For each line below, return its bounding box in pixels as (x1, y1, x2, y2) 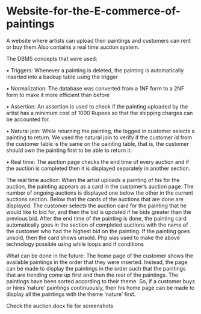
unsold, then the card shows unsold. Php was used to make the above (6, 234, 181, 241)
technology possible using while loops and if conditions (6, 240, 144, 248)
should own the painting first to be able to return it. (6, 146, 132, 154)
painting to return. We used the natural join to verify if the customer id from (6, 134, 193, 141)
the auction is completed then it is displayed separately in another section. (6, 165, 191, 172)
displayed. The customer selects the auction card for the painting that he (6, 202, 187, 209)
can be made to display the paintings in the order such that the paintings (6, 265, 187, 272)
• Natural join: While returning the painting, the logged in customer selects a (6, 127, 195, 134)
